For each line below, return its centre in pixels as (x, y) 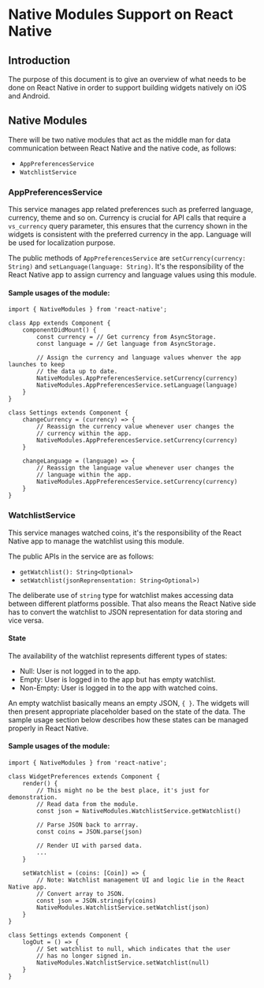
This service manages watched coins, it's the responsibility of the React (125, 533)
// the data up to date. (77, 372)
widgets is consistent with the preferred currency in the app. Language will (130, 235)
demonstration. (33, 797)
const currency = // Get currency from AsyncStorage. (126, 337)
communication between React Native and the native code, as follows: (122, 148)
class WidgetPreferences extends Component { (84, 777)
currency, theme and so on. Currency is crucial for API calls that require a (127, 217)
